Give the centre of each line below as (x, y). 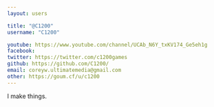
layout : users (28, 13)
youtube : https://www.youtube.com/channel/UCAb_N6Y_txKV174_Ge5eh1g (107, 45)
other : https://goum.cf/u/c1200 (53, 76)
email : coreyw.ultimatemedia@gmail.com (64, 70)
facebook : (21, 51)
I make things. (27, 96)
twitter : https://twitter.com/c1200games (67, 58)
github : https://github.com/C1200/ (58, 64)
